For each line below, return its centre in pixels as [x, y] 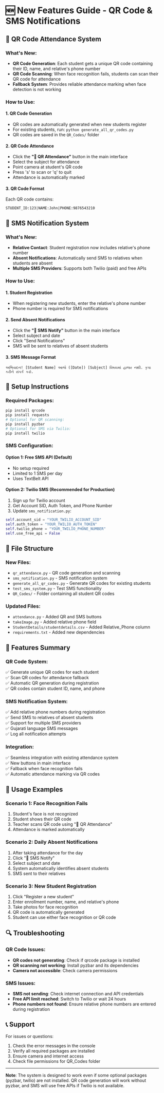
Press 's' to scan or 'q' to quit [42, 172]
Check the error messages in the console [54, 1046]
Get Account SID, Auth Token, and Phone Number [62, 505]
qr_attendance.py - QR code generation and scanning [66, 573]
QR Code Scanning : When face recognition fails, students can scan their [85, 74]
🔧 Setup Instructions [37, 387]
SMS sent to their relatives [39, 873]
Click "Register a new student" [43, 896]
